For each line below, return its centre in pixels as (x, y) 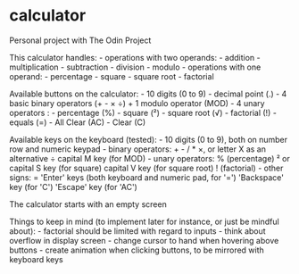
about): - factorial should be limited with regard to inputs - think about (137, 231)
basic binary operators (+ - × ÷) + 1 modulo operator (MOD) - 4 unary (137, 103)
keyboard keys (37, 259)
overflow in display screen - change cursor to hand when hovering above (144, 240)
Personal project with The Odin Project (80, 40)
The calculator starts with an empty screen (88, 204)
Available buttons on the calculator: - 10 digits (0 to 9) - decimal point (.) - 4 (148, 94)
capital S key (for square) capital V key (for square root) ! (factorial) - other (146, 168)
